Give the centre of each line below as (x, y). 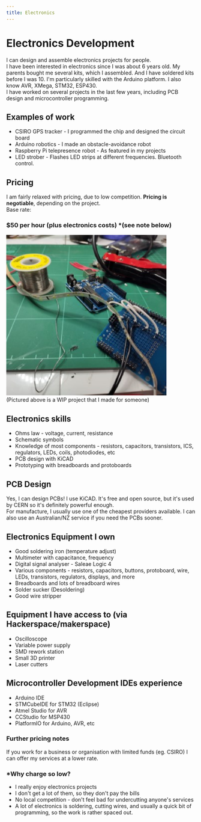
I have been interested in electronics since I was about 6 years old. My (93, 66)
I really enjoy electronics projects (56, 787)
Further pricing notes (38, 738)
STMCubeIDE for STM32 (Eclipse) (57, 704)
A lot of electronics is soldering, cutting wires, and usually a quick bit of (103, 806)
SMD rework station (39, 651)
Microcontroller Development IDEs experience (94, 683)
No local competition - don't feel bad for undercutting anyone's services (104, 800)
